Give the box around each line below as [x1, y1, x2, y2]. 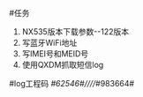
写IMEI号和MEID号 [21, 48, 89, 59]
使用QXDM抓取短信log [21, 60, 104, 70]
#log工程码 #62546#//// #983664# [9, 78, 135, 88]
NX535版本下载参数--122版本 [21, 26, 130, 37]
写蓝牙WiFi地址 [21, 38, 78, 48]
